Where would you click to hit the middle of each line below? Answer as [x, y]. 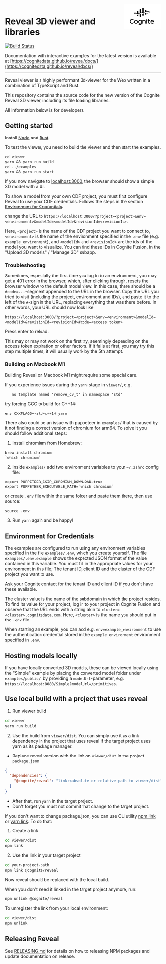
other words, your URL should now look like [49, 308]
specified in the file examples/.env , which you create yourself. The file [76, 553]
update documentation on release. [40, 956]
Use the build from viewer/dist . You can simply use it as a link [76, 735]
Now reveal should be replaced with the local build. [57, 880]
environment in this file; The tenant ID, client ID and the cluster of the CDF [80, 569]
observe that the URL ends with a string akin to [53, 610]
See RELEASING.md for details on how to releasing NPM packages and [77, 951]
